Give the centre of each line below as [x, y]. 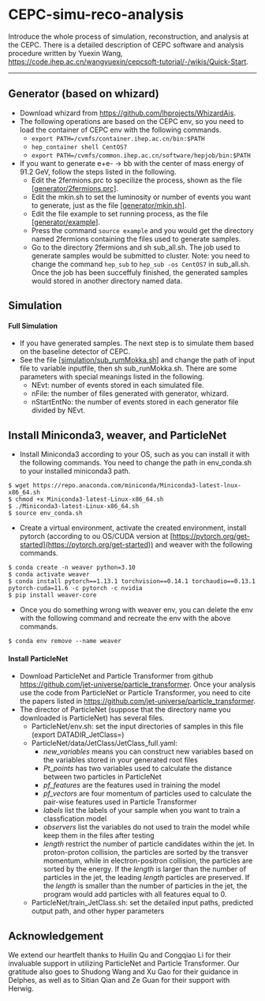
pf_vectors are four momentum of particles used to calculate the [147, 794]
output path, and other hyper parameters [98, 911]
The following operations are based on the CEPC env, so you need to [132, 121]
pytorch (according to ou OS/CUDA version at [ [96, 536]
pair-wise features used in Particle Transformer [120, 802]
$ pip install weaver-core [52, 595]
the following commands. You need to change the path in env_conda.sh [136, 463]
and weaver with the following [204, 545]
